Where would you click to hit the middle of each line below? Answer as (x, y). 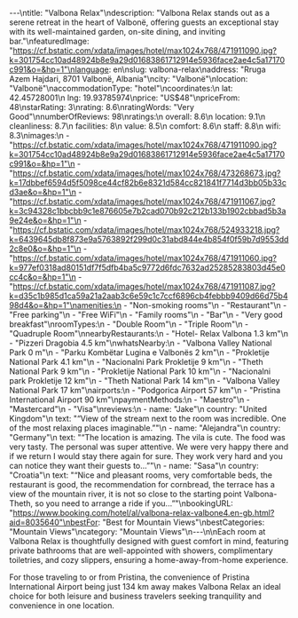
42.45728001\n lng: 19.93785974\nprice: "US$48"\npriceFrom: (125, 98)
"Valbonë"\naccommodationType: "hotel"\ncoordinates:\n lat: (121, 88)
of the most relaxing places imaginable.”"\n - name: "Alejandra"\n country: (145, 428)
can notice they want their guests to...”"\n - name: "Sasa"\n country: (134, 466)
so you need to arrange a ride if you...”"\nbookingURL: (134, 503)
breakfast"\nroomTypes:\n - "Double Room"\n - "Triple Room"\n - (129, 324)
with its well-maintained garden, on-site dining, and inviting (118, 32)
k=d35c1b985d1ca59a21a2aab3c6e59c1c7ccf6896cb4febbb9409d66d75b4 (149, 296)
